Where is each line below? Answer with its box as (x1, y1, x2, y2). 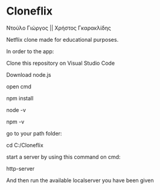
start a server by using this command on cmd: (6, 153, 121, 160)
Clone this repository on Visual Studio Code (6, 59, 115, 67)
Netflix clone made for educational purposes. (6, 36, 119, 43)
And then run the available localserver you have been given (6, 177, 154, 184)
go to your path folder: (6, 129, 62, 137)
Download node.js (6, 71, 51, 78)
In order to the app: (6, 47, 54, 55)
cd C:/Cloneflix (6, 141, 43, 149)
